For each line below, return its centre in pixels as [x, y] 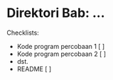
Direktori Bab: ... [56, 13]
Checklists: [23, 33]
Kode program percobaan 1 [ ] [61, 46]
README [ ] [34, 69]
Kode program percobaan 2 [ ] [61, 54]
